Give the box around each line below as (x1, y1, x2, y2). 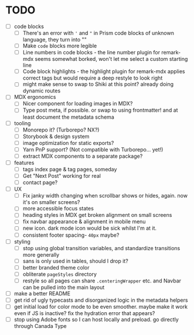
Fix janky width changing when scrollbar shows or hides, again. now (22, 192, 188, 199)
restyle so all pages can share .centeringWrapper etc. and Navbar (22, 277, 182, 284)
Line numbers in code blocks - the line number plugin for (22, 49, 161, 56)
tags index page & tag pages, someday (22, 165, 117, 172)
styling (13, 238, 30, 245)
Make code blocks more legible (22, 42, 97, 50)
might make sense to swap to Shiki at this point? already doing (22, 81, 174, 88)
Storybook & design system (22, 133, 90, 140)
